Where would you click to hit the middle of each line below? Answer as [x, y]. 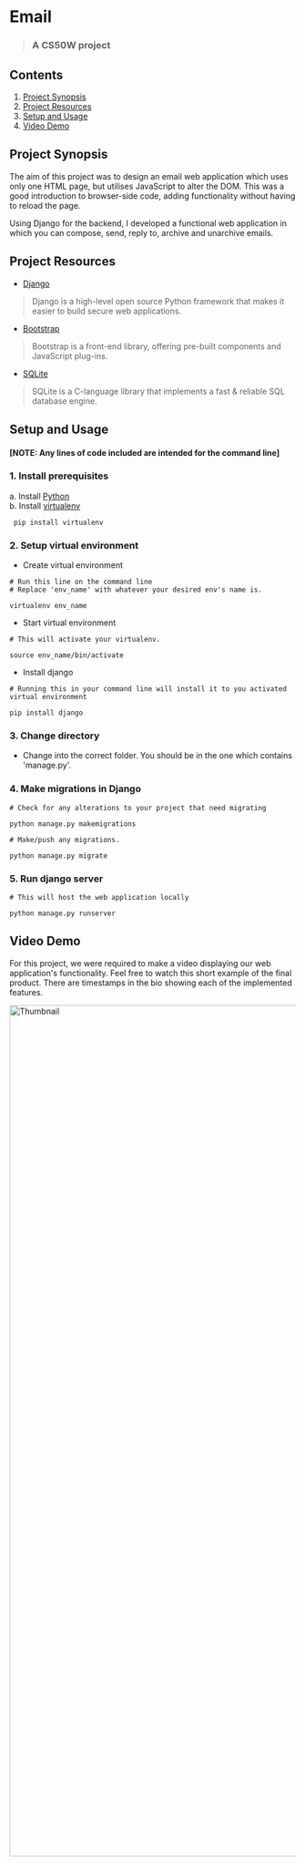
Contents [36, 75]
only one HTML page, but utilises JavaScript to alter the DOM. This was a [147, 186]
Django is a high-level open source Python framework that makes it [158, 301]
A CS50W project [71, 46]
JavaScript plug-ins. [70, 356]
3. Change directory [55, 736]
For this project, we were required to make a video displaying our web [140, 963]
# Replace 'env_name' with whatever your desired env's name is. [136, 590]
